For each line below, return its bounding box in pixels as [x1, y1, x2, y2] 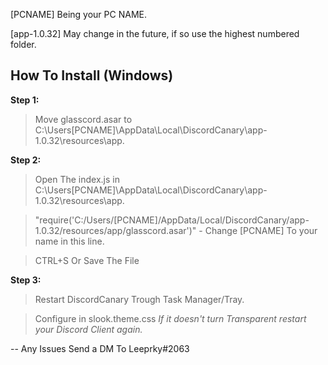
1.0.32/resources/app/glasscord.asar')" [34, 224, 197, 236]
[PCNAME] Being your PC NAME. [10, 9, 147, 20]
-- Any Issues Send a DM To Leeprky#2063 [10, 342, 190, 354]
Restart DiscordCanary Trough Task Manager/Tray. [34, 293, 245, 305]
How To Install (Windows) [10, 67, 174, 84]
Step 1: [10, 94, 40, 106]
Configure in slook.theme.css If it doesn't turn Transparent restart [34, 312, 307, 324]
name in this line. [34, 235, 105, 247]
